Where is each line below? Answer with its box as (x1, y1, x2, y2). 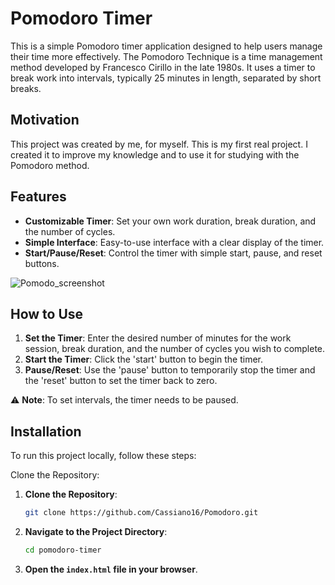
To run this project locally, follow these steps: (10, 450, 197, 462)
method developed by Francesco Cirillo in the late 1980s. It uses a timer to (10, 61, 316, 73)
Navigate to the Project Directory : (24, 526, 168, 538)
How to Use (10, 305, 84, 322)
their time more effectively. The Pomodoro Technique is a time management (10, 50, 323, 62)
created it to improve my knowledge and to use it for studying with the (10, 148, 300, 161)
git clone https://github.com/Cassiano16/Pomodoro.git (24, 508, 259, 518)
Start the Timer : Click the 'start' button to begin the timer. (24, 353, 264, 366)
